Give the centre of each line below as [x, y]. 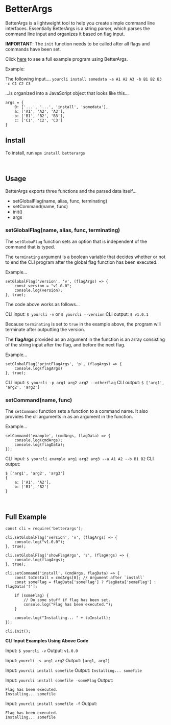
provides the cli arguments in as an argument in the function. [69, 417]
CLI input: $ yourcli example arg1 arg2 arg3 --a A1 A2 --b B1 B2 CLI [80, 459]
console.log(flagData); [40, 445]
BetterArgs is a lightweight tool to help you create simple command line [80, 23]
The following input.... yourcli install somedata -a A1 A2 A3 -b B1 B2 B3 [83, 79]
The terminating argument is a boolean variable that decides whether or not [86, 257]
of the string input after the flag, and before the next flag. [65, 344]
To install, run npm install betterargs [45, 153]
